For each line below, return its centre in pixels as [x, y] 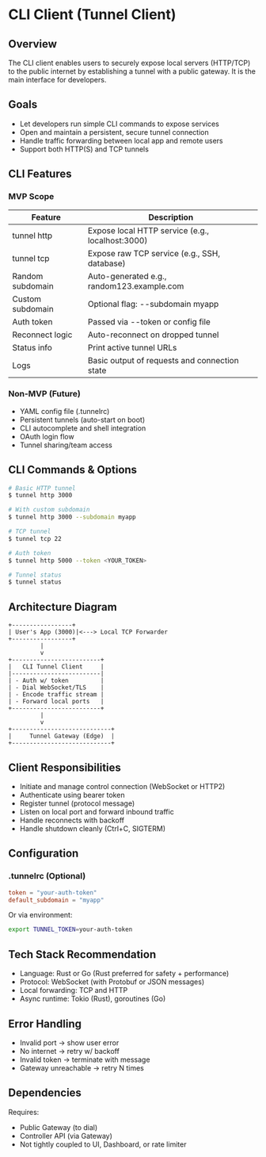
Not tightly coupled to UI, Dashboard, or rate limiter [103, 1144]
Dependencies [45, 1093]
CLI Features [40, 174]
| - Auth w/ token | [56, 681]
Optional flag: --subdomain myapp [153, 304]
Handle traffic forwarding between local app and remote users [121, 140]
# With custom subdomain [49, 510]
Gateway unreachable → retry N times [82, 1067]
